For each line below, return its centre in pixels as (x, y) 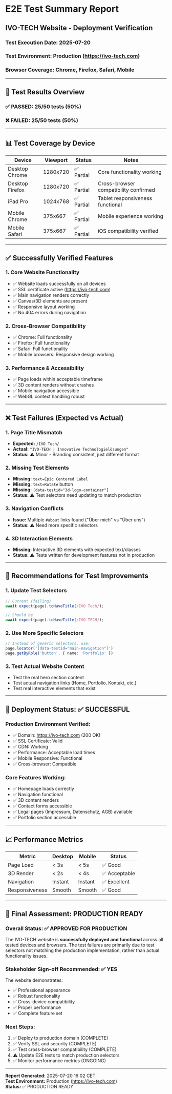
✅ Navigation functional (38, 795)
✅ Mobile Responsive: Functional (48, 758)
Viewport (56, 160)
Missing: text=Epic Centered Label (50, 479)
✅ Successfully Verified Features (59, 258)
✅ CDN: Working (30, 747)
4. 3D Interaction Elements (39, 538)
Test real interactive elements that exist (54, 688)
